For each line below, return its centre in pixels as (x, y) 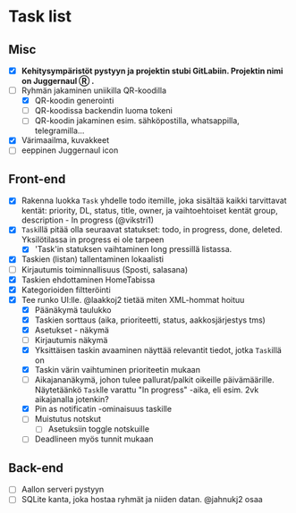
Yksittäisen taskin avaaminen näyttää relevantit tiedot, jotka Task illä (158, 350)
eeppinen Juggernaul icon (70, 150)
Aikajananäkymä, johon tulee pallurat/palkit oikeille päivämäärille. (154, 380)
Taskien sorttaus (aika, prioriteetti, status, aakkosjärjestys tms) (150, 320)
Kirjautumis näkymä (71, 340)
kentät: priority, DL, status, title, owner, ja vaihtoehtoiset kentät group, (149, 211)
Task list (40, 17)
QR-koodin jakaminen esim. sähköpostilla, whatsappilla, (137, 121)
